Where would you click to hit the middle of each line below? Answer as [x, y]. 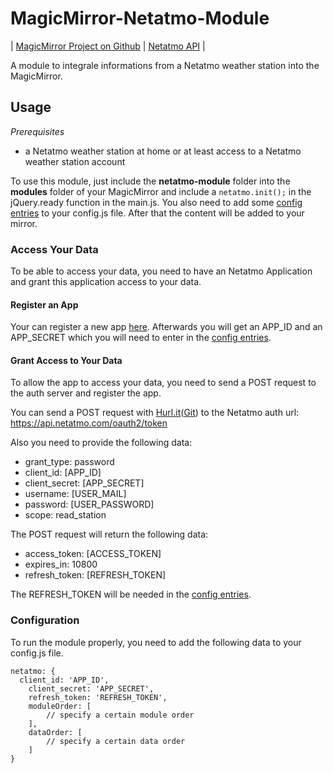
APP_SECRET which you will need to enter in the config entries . [141, 338]
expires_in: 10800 [61, 564]
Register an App [44, 304]
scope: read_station [65, 515]
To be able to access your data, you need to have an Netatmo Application [161, 271]
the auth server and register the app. [86, 393]
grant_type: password [69, 462]
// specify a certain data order [116, 741]
